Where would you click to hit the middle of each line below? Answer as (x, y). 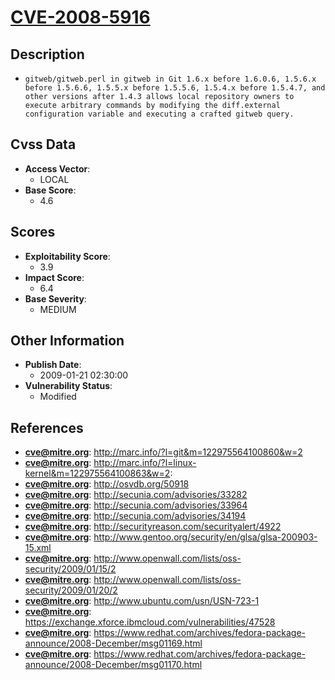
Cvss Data (43, 144)
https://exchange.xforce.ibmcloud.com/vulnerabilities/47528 (150, 622)
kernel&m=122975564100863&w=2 (97, 473)
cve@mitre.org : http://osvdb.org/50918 (107, 484)
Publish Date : (53, 365)
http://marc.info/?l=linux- (145, 463)
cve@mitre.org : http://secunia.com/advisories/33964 (136, 505)
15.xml (38, 548)
